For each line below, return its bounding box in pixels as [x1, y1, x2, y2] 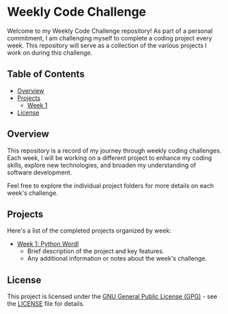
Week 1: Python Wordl [16, 240, 79, 248]
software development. [7, 168, 72, 176]
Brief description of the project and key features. [27, 247, 165, 255]
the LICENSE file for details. [7, 300, 85, 308]
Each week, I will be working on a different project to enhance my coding [7, 153, 212, 161]
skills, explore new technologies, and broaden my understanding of [7, 161, 197, 169]
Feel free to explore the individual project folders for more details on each [7, 181, 214, 189]
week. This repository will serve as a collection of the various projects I [7, 41, 207, 49]
